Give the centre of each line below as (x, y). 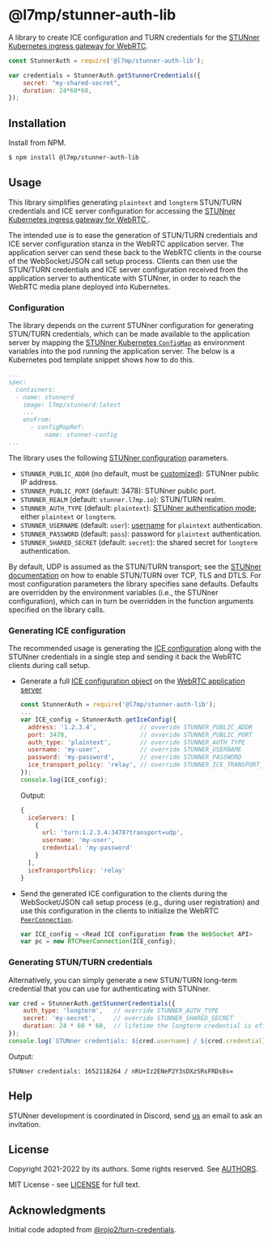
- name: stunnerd (45, 397)
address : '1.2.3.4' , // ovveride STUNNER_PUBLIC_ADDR (140, 727)
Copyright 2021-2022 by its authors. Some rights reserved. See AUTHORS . (134, 1169)
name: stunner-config (81, 435)
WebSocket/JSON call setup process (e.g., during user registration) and (140, 902)
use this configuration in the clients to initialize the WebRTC (119, 910)
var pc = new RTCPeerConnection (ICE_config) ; (98, 942)
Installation (37, 123)
